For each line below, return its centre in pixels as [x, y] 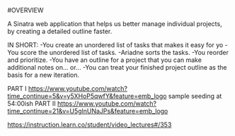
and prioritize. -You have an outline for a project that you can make [104, 60]
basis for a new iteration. [44, 75]
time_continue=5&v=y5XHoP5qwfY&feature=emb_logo [87, 96]
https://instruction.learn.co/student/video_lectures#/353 [90, 125]
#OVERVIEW [25, 10]
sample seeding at [195, 96]
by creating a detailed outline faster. [60, 31]
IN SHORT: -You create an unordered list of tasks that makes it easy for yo [115, 45]
